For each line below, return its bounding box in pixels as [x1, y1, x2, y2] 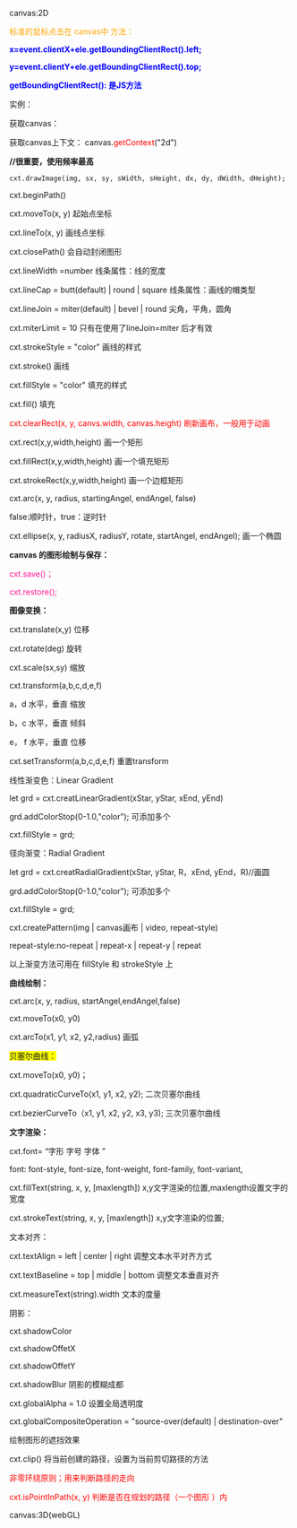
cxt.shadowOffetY [9, 1360, 76, 1371]
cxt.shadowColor [9, 1326, 72, 1336]
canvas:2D [9, 8, 49, 18]
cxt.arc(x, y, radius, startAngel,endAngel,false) [9, 995, 181, 1006]
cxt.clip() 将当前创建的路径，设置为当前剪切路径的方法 [9, 1454, 208, 1464]
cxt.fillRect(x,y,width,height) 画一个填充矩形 [9, 456, 170, 466]
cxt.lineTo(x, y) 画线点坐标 [9, 228, 106, 238]
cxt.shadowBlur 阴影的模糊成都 [9, 1379, 123, 1389]
